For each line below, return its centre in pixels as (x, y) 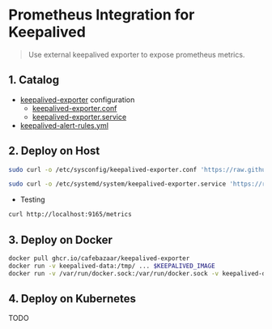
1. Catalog (34, 80)
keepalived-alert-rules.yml (64, 125)
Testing (33, 199)
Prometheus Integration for (102, 15)
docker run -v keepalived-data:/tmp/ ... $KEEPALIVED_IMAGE (112, 266)
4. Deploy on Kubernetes (72, 299)
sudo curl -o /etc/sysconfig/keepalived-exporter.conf (103, 169)
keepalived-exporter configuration (77, 100)
